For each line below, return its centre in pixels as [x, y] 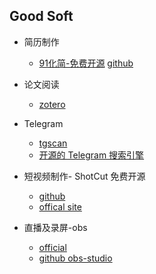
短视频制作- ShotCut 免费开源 [84, 176]
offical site [60, 206]
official [52, 247]
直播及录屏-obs [55, 227]
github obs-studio [75, 258]
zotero [52, 104]
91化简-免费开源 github [86, 63]
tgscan [53, 143]
